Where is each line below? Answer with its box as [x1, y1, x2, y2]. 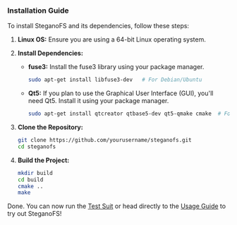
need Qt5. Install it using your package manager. [28, 97, 169, 105]
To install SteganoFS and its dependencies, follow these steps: [7, 22, 189, 30]
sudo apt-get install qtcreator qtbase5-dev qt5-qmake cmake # [28, 110, 221, 118]
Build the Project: [17, 156, 70, 164]
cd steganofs [17, 143, 56, 150]
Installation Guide [7, 6, 69, 16]
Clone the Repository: [17, 123, 83, 132]
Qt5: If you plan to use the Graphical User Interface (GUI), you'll [28, 89, 214, 97]
